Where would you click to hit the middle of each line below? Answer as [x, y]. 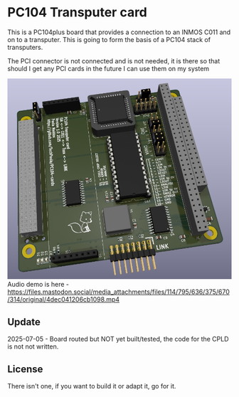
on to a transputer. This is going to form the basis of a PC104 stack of [109, 39]
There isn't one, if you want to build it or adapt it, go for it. [92, 386]
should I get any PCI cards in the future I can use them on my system [108, 68]
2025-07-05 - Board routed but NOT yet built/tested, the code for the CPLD [118, 339]
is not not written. [33, 346]
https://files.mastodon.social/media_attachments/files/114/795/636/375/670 [118, 292]
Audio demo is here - [38, 285]
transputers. [25, 47]
